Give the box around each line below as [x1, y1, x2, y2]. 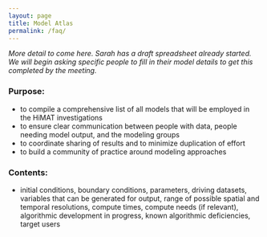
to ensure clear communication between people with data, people [19, 121, 238, 131]
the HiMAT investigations [19, 112, 103, 122]
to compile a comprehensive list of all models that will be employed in [19, 104, 250, 113]
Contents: [8, 166, 48, 178]
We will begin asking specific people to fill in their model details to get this [8, 57, 253, 67]
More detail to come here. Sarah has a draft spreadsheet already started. [8, 49, 252, 59]
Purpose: [8, 86, 46, 97]
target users [19, 219, 61, 229]
